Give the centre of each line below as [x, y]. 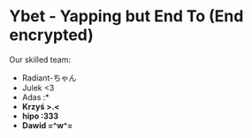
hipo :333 [40, 116]
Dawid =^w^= [47, 125]
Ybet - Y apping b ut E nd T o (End [126, 16]
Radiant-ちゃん [49, 78]
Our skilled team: [40, 59]
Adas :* [36, 97]
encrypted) [52, 35]
